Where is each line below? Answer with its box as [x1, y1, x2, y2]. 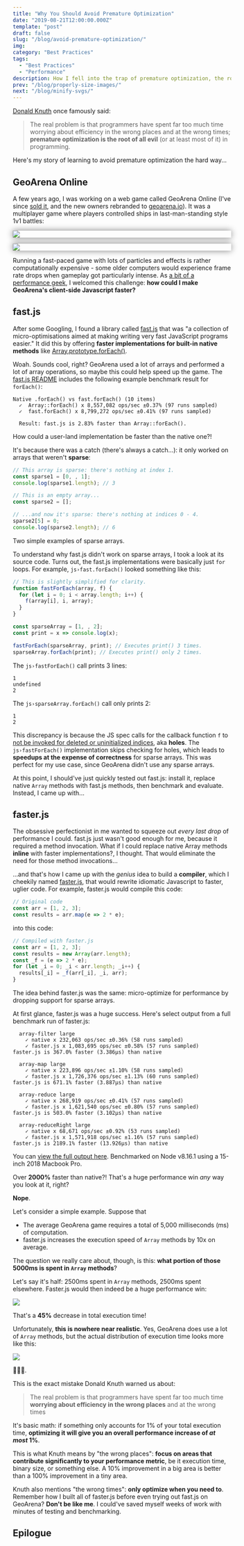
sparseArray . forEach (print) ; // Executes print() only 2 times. [12, 648, 202, 656]
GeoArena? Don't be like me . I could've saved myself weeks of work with [12, 1500, 222, 1508]
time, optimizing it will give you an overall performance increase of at [12, 1428, 216, 1437]
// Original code [12, 899, 63, 905]
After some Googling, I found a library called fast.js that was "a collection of [12, 324, 229, 332]
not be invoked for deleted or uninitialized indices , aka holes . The [12, 738, 200, 746]
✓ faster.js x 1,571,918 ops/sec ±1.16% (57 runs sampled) [25, 1134, 200, 1141]
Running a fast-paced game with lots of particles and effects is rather [12, 256, 211, 264]
